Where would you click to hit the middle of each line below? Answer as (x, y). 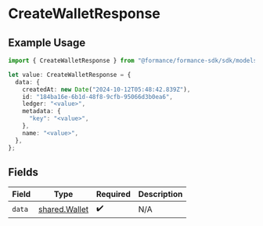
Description (160, 195)
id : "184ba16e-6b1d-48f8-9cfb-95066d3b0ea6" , (98, 97)
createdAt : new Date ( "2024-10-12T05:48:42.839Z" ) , (106, 89)
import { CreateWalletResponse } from (71, 60)
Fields (23, 172)
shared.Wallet (63, 209)
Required (113, 195)
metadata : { (41, 111)
